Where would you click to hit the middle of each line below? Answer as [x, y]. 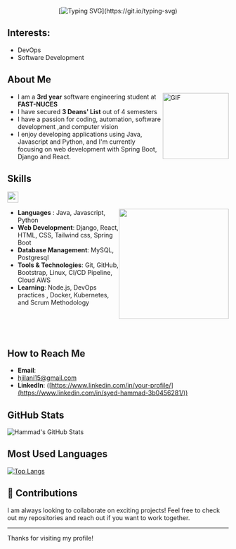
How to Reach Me [46, 353]
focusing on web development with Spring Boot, [87, 149]
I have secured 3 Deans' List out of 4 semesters [87, 111]
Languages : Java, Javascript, [61, 213]
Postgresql [33, 258]
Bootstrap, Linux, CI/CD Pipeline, [65, 273]
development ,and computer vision [68, 126]
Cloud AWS [34, 280]
